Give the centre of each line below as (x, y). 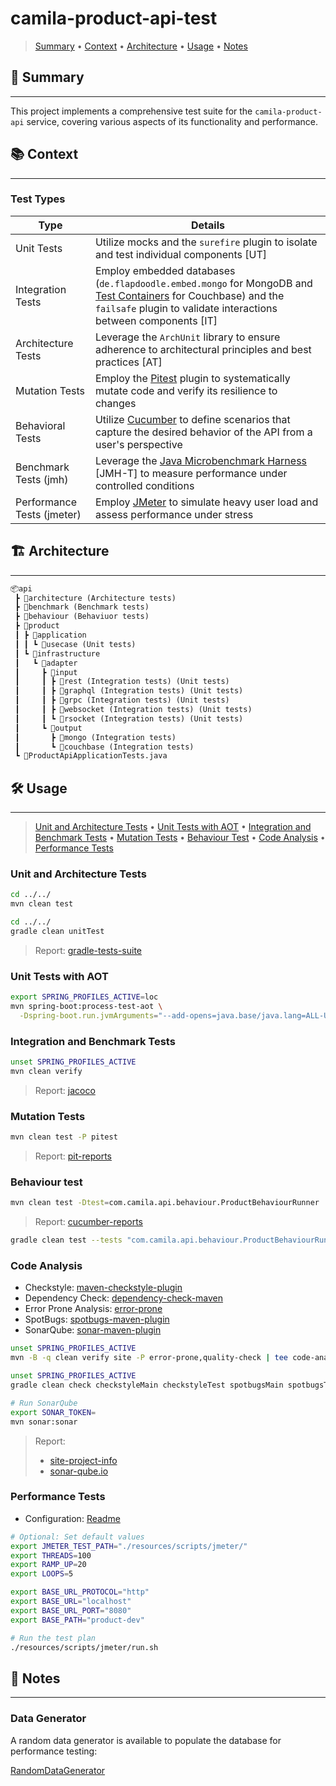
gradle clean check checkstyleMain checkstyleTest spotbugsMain (147, 1385)
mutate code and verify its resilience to (186, 390)
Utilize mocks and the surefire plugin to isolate (206, 242)
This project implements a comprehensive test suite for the (131, 111)
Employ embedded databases (165, 270)
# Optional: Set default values (77, 1537)
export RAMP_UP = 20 (48, 1565)
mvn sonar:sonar (44, 1422)
